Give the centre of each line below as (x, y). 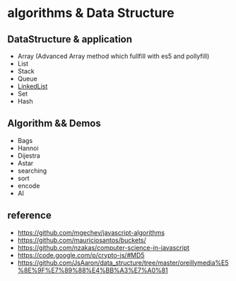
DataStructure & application (70, 39)
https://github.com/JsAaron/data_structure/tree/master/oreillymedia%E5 (123, 263)
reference (29, 216)
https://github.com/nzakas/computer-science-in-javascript (103, 247)
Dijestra (29, 155)
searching (32, 171)
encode (29, 185)
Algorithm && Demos (54, 124)
